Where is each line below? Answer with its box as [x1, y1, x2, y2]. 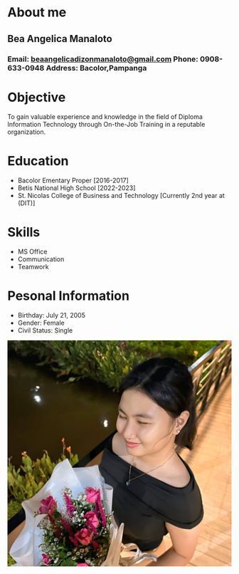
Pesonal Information [7, 288, 130, 303]
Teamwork [17, 263, 49, 271]
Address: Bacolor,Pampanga [46, 63, 147, 73]
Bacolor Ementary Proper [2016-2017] [17, 176, 129, 185]
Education [7, 152, 69, 169]
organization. [7, 127, 46, 136]
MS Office [17, 247, 48, 256]
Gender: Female [17, 318, 65, 328]
